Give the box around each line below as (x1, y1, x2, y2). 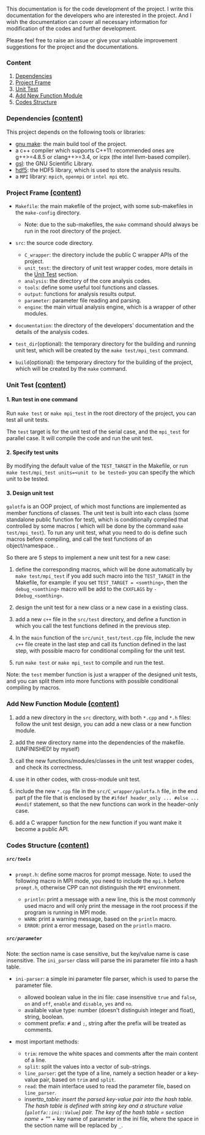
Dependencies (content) (6, 114, 84, 123)
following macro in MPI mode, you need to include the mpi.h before (15, 877, 185, 885)
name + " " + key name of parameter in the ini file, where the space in (24, 1115, 199, 1122)
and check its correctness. (15, 764, 83, 771)
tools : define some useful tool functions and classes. (24, 284, 159, 291)
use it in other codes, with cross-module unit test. (15, 775, 141, 783)
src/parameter (6, 936, 43, 942)
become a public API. (15, 825, 69, 832)
